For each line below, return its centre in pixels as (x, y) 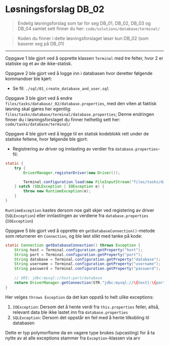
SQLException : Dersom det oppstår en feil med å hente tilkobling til (81, 317)
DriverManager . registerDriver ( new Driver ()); (72, 173)
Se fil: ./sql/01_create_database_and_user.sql (61, 88)
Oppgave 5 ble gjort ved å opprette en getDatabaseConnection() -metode (80, 231)
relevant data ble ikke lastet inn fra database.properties (70, 312)
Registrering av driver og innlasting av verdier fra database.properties (85, 149)
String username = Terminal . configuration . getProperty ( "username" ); (88, 264)
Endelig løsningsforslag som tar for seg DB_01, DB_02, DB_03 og (84, 23)
